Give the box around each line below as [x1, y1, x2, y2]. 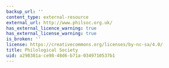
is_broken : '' [6, 36, 42, 42]
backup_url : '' [6, 8, 44, 15]
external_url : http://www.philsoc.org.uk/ [6, 20, 113, 25]
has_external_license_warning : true [6, 31, 97, 37]
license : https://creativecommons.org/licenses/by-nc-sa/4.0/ [6, 42, 163, 48]
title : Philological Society [6, 47, 78, 53]
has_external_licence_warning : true [6, 25, 97, 31]
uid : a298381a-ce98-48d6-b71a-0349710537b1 [6, 53, 116, 59]
